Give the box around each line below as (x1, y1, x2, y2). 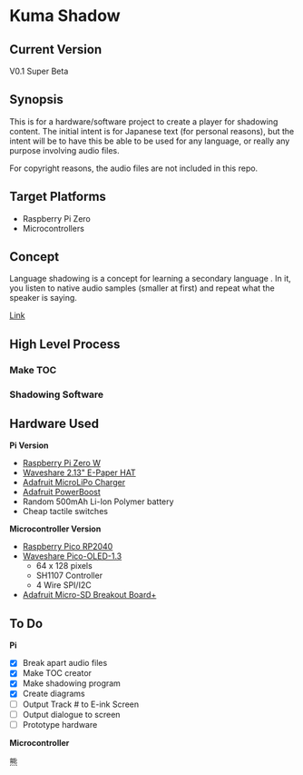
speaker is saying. (9, 293, 77, 303)
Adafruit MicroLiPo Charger (22, 477, 125, 488)
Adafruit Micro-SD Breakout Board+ (22, 590, 157, 601)
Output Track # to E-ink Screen (22, 699, 140, 710)
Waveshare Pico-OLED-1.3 (22, 551, 122, 561)
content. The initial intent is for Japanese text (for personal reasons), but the (9, 125, 295, 136)
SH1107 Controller (35, 570, 103, 581)
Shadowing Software (9, 388, 104, 401)
